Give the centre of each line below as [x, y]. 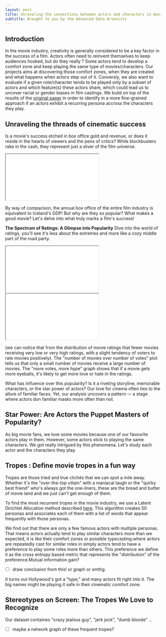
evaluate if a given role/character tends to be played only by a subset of [78, 83]
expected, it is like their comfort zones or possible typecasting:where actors [83, 539]
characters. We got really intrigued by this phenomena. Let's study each [79, 445]
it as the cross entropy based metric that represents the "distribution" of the [82, 554]
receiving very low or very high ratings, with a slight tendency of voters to [80, 353]
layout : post [19, 10]
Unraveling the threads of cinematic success [76, 124]
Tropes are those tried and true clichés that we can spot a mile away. [75, 477]
